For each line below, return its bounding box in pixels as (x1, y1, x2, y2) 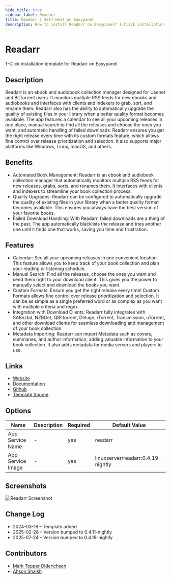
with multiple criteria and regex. (12, 303, 79, 309)
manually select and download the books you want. (12, 282, 121, 288)
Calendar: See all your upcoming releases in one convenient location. (12, 254, 158, 261)
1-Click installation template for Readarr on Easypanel (5, 61, 118, 67)
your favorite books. (12, 210, 55, 216)
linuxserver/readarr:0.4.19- (95, 455, 162, 462)
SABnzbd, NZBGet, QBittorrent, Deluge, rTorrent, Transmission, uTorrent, (12, 314, 165, 320)
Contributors (5, 549, 47, 558)
